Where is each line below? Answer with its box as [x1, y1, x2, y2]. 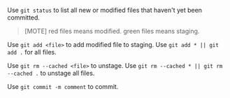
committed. [7, 13, 41, 22]
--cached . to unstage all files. [7, 69, 95, 77]
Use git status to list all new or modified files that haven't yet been [7, 6, 203, 14]
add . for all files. [7, 48, 57, 56]
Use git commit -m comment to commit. [7, 83, 119, 90]
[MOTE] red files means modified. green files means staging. [24, 27, 200, 35]
